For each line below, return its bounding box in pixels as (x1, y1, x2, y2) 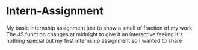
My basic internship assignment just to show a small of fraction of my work (6, 24, 193, 31)
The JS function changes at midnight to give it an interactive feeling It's (6, 30, 184, 37)
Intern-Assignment (6, 4, 104, 18)
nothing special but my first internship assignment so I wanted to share (6, 37, 182, 44)
